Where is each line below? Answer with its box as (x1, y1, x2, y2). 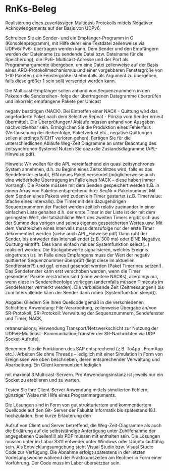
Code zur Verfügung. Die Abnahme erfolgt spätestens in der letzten (5, 449, 146, 455)
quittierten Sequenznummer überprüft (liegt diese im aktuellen (5, 257, 135, 263)
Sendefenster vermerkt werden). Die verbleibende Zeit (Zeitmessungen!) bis (5, 284, 164, 290)
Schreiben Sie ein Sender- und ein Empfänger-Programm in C (5, 35, 134, 41)
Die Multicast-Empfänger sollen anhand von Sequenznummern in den (5, 87, 150, 93)
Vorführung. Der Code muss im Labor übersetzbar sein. (5, 460, 121, 466)
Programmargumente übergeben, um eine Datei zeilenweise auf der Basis (5, 62, 159, 68)
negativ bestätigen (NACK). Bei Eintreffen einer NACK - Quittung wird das (5, 108, 158, 114)
